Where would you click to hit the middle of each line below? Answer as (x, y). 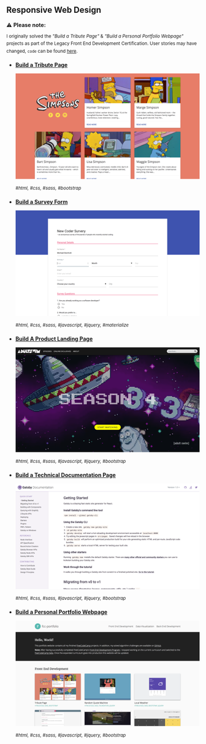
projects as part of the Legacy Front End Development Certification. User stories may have (102, 44)
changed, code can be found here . (42, 52)
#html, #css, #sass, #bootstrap (48, 188)
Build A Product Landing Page (54, 339)
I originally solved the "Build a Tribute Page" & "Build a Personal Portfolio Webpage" (95, 36)
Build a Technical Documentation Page (66, 475)
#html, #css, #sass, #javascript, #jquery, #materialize (72, 325)
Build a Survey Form (41, 201)
